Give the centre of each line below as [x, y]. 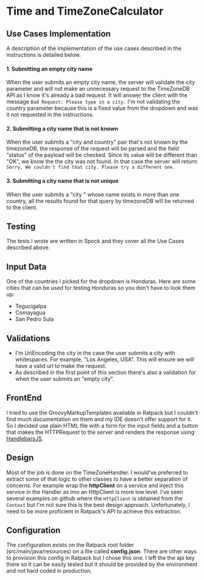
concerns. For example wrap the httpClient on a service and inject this [95, 485]
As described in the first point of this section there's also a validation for [105, 372]
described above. [28, 247]
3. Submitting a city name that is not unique [62, 181]
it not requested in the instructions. [50, 115]
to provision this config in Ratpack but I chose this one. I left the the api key [100, 558]
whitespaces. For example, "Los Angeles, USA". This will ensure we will [104, 359]
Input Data [26, 267]
